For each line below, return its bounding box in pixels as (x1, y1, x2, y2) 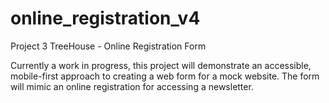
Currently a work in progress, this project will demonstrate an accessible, (10, 59, 312, 71)
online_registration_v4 (10, 7, 201, 30)
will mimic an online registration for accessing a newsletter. (10, 80, 254, 92)
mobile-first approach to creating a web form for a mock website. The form (10, 70, 320, 82)
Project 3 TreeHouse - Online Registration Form (10, 40, 207, 52)
